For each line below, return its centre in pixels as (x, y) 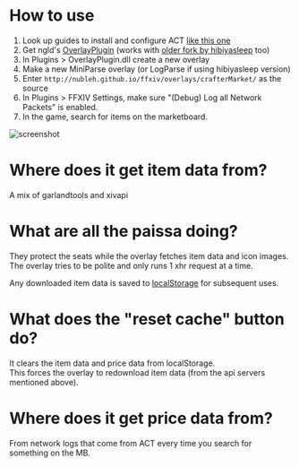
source (35, 88)
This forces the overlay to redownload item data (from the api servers (137, 372)
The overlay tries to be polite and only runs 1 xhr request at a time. (131, 265)
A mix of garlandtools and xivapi (68, 195)
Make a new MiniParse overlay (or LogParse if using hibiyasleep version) (156, 69)
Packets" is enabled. (60, 107)
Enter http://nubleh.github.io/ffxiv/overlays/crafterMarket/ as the (152, 78)
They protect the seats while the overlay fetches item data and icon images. (149, 255)
